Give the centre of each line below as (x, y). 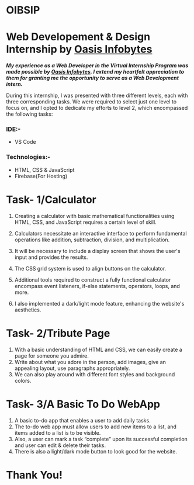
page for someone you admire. (51, 356)
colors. (23, 380)
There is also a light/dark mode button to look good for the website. (96, 451)
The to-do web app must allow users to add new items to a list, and (96, 427)
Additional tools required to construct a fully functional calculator (93, 280)
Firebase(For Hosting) (41, 176)
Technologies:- (28, 157)
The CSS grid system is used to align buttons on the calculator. (90, 268)
